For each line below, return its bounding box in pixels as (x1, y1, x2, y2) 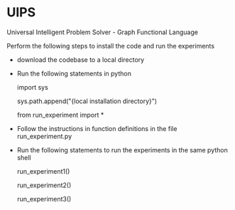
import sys (16, 83, 49, 91)
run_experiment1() (16, 167, 70, 175)
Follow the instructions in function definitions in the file (16, 124, 177, 132)
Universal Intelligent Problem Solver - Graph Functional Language (6, 28, 198, 36)
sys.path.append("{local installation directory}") (16, 97, 158, 105)
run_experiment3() (16, 194, 72, 203)
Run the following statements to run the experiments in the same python (16, 145, 229, 154)
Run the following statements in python (16, 69, 132, 78)
